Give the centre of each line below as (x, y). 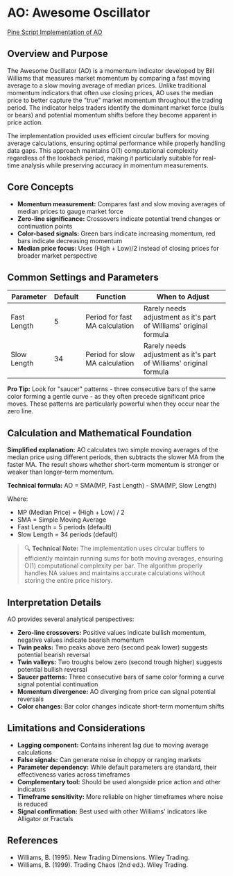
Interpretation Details (54, 602)
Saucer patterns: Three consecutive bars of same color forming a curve (121, 677)
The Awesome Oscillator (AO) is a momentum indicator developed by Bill (111, 70)
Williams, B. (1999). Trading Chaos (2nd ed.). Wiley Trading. (103, 865)
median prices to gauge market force (70, 211)
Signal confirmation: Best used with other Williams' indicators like (112, 811)
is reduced (33, 804)
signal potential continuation (58, 684)
